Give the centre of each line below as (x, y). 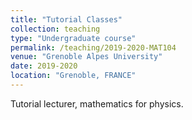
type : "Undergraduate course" (73, 38)
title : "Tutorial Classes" (66, 19)
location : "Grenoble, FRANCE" (73, 76)
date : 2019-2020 (44, 66)
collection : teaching (55, 29)
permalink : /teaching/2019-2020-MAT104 (93, 47)
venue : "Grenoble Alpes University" (86, 57)
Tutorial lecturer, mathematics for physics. (97, 103)
